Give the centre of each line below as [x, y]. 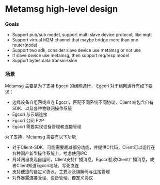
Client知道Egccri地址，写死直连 [48, 165]
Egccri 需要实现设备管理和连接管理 [47, 126]
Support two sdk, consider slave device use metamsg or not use [76, 50]
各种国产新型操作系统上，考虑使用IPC [49, 153]
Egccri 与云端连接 [30, 114]
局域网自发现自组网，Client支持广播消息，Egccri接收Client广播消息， [81, 159]
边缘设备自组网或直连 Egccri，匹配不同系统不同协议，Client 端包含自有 [83, 102]
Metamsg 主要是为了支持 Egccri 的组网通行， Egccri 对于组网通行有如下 [77, 86]
